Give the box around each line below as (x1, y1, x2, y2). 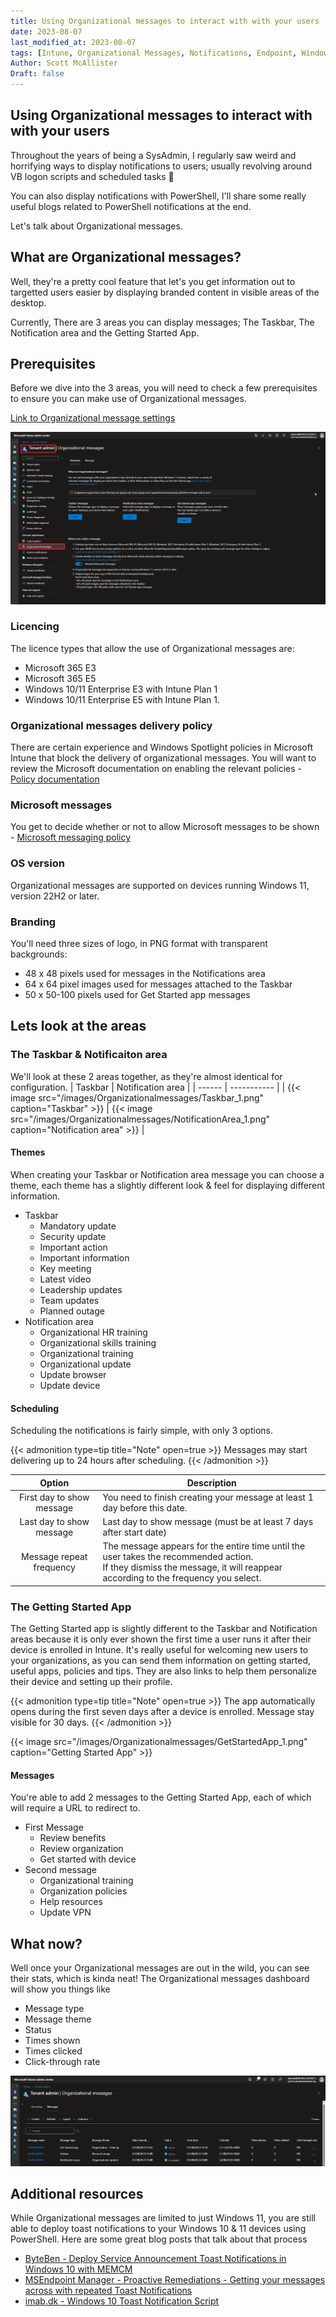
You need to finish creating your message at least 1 (102, 1491, 314, 1503)
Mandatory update (39, 1220, 117, 1232)
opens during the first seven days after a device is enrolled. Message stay (10, 1706, 315, 1718)
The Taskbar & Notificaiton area (10, 1048, 168, 1062)
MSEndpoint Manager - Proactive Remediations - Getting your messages (24, 2274, 326, 2286)
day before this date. (102, 1501, 188, 1514)
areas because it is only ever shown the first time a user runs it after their (10, 1633, 312, 1645)
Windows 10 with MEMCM (24, 2263, 133, 2275)
